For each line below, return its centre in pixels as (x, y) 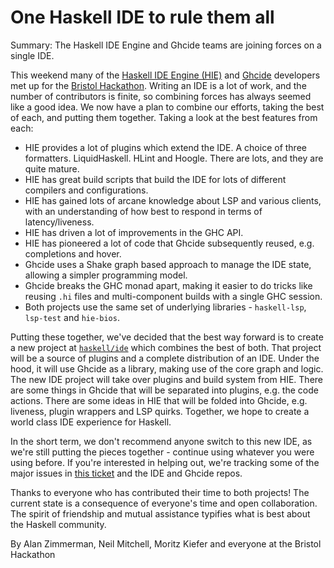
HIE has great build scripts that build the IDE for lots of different (155, 179)
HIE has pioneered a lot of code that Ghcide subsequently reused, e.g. (169, 243)
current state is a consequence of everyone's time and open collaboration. (164, 503)
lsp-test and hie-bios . (72, 317)
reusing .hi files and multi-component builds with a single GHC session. (173, 296)
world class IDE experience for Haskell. (91, 422)
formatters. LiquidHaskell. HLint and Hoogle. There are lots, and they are (174, 158)
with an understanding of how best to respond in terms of (143, 211)
